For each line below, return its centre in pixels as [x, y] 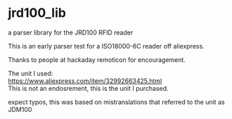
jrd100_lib [37, 13]
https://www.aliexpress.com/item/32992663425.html [85, 81]
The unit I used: [31, 73]
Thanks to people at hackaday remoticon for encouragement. [97, 60]
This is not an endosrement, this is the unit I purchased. [88, 88]
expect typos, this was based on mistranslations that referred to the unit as [116, 102]
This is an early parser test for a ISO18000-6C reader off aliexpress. [106, 46]
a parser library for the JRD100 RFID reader [71, 32]
